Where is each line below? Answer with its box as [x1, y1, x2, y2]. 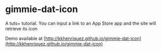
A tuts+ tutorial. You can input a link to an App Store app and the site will [5, 20, 156, 26]
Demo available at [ [5, 35, 46, 41]
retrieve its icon [5, 25, 38, 31]
